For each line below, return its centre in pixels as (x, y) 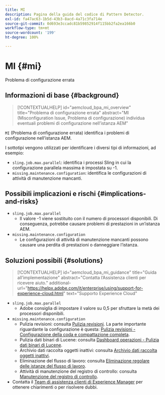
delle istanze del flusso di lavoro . (53, 366)
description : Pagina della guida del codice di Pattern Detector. (75, 14)
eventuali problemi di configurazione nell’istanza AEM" (73, 123)
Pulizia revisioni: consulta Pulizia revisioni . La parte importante (83, 324)
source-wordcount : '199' (31, 33)
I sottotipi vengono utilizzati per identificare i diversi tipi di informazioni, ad (81, 148)
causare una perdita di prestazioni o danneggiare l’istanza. (79, 245)
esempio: (15, 153)
